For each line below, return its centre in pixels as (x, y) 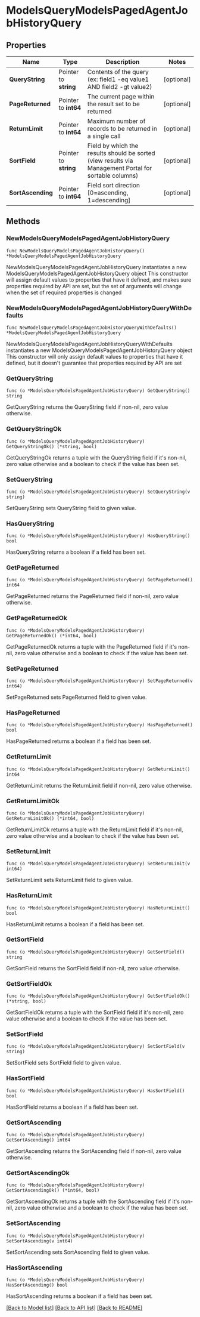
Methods (23, 221)
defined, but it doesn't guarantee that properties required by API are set (94, 363)
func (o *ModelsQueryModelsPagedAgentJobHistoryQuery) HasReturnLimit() (98, 908)
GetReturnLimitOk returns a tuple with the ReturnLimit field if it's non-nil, (95, 829)
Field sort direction (113, 185)
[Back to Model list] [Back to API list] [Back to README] (74, 1307)
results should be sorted (121, 153)
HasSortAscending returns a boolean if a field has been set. (79, 1296)
